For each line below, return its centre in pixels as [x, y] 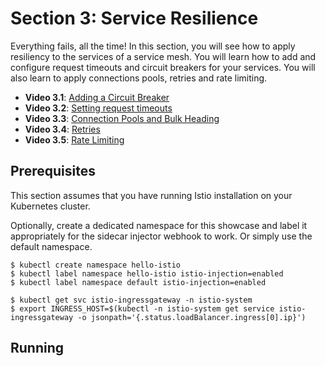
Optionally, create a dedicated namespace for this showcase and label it [159, 225]
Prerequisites [53, 171]
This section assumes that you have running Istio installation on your [151, 195]
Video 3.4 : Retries [62, 129]
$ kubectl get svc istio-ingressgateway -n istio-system [131, 300]
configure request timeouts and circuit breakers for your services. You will [163, 67]
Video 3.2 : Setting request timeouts [98, 108]
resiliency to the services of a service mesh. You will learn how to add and [163, 56]
